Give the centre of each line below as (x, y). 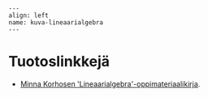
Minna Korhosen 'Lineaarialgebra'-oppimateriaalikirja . (110, 84)
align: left (28, 15)
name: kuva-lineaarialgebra (56, 23)
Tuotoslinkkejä (59, 62)
